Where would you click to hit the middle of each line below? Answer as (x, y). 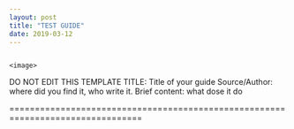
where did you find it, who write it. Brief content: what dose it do (126, 91)
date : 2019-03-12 (41, 34)
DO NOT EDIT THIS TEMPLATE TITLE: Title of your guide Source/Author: (141, 82)
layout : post (33, 17)
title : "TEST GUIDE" (47, 26)
